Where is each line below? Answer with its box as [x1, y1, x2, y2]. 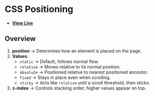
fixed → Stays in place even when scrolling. [19, 74, 111, 80]
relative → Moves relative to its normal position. [19, 63, 121, 69]
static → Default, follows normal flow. [19, 58, 99, 64]
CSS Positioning [5, 3, 73, 15]
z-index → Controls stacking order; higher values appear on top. [12, 85, 146, 91]
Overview [5, 34, 36, 43]
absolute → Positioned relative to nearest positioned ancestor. [19, 69, 148, 75]
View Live [12, 20, 33, 26]
